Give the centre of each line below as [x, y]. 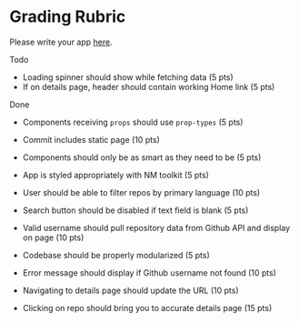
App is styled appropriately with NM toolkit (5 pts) [115, 175]
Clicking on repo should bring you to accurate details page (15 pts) [147, 307]
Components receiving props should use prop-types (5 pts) [133, 122]
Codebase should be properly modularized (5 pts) [116, 255]
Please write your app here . [61, 42]
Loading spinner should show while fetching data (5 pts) [128, 77]
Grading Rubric [68, 17]
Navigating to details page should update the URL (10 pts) [130, 290]
